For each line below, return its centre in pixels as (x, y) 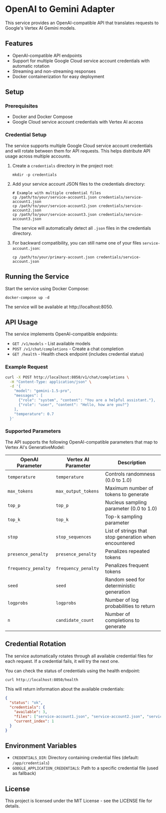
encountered (120, 543)
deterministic (120, 585)
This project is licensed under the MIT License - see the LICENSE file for (79, 801)
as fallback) (24, 773)
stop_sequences (74, 537)
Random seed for (125, 579)
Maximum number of (129, 488)
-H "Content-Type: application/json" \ (51, 382)
